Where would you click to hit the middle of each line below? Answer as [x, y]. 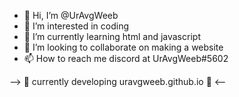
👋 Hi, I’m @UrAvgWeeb [71, 15]
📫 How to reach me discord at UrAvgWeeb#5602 [126, 58]
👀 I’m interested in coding [76, 26]
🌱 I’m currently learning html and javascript [112, 36]
